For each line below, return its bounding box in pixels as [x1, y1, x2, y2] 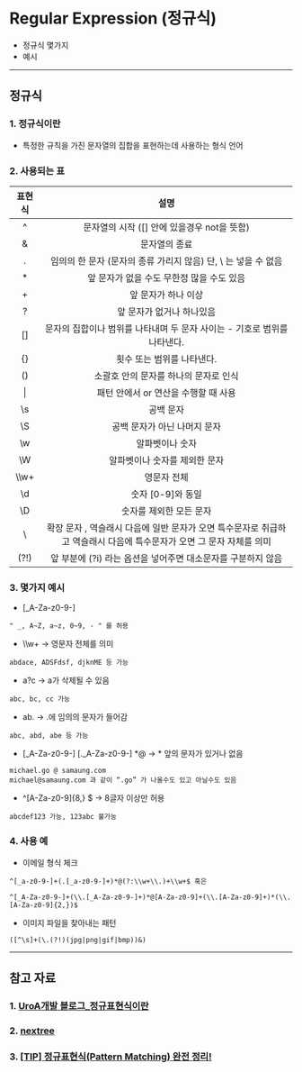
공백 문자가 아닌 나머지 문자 [111, 420, 222, 432]
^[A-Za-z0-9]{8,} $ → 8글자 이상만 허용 [22, 793, 165, 804]
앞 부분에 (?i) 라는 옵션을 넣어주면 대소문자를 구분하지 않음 [50, 551, 283, 564]
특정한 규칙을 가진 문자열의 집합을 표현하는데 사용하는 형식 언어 [22, 140, 244, 150]
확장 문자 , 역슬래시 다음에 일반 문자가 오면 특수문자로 [46, 522, 259, 534]
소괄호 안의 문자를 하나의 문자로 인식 [93, 369, 239, 382]
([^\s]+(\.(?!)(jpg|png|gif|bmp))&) [9, 935, 147, 944]
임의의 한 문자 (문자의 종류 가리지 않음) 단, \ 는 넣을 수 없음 [50, 254, 283, 267]
